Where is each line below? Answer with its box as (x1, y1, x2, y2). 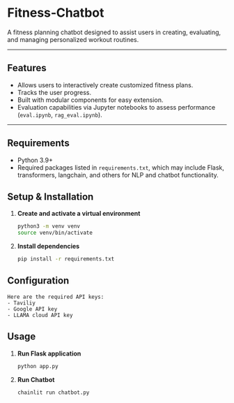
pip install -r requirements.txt (17, 256, 115, 263)
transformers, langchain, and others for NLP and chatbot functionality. (17, 170, 219, 179)
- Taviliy (7, 299, 36, 307)
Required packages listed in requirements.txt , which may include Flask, (17, 163, 225, 172)
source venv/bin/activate (17, 229, 93, 237)
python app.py (17, 362, 58, 369)
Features (7, 62, 47, 74)
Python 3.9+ (17, 156, 54, 164)
